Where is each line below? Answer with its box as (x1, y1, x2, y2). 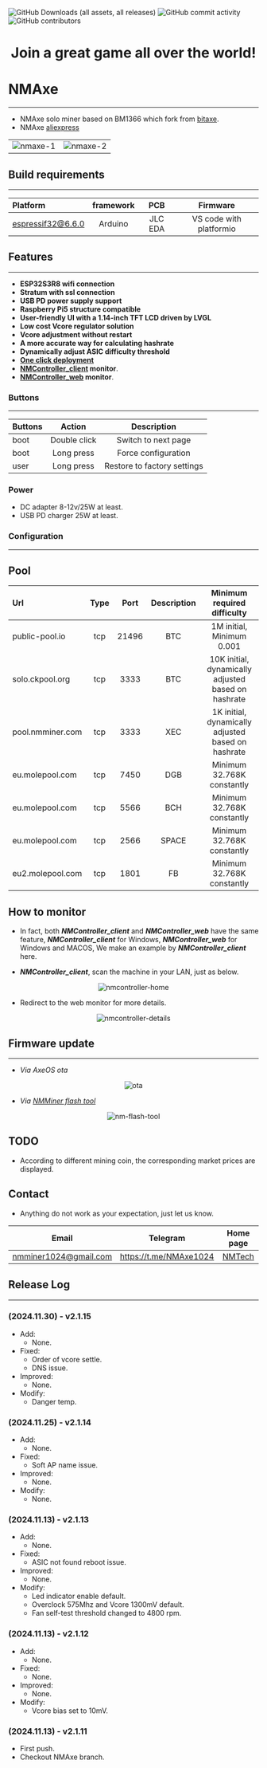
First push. (19, 1744, 56, 1753)
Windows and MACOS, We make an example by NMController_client (19, 943, 246, 953)
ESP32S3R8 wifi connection (19, 279, 115, 289)
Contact (8, 1188, 49, 1201)
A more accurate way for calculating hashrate (19, 338, 175, 348)
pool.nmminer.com (12, 726, 83, 737)
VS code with (192, 213, 242, 224)
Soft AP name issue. (31, 1460, 98, 1470)
